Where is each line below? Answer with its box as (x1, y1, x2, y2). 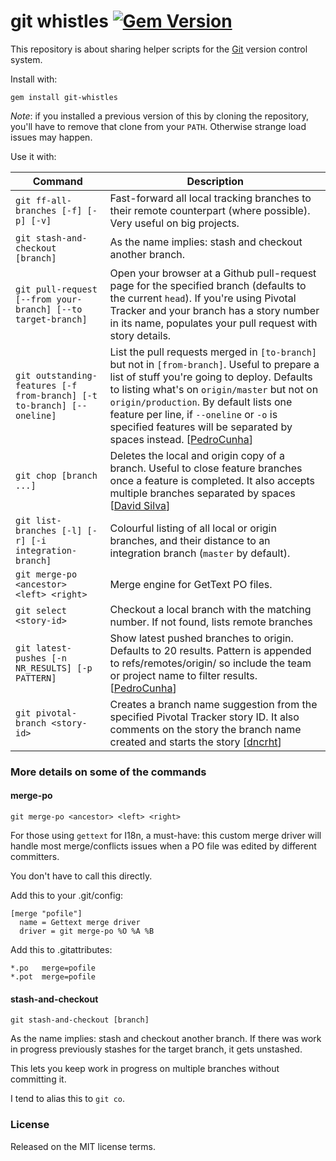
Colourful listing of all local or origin (109, 521, 277, 535)
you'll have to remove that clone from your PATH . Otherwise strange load (10, 120, 307, 132)
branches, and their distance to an (109, 533, 271, 547)
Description (186, 174, 244, 188)
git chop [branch (15, 470, 98, 481)
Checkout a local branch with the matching (109, 602, 312, 616)
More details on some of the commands (10, 765, 207, 779)
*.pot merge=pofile (10, 972, 97, 982)
